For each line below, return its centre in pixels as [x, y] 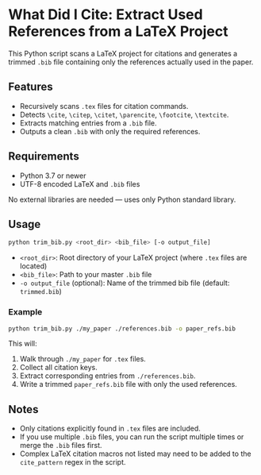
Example [25, 312]
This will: [23, 344]
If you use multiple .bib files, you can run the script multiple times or [132, 437]
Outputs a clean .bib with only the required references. [110, 131]
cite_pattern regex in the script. [73, 462]
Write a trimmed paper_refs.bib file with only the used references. [129, 384]
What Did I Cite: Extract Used [106, 15]
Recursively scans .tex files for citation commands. [104, 106]
